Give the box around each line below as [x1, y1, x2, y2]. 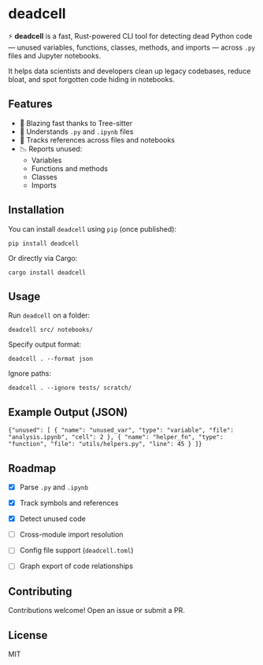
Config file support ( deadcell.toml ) [19, 545, 134, 555]
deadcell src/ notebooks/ [8, 326, 93, 334]
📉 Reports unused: [19, 143, 83, 154]
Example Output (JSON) [8, 405, 128, 418]
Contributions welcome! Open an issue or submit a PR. [8, 606, 185, 615]
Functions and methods [31, 163, 109, 173]
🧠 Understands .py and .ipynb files [19, 127, 134, 136]
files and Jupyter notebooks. [8, 50, 102, 60]
